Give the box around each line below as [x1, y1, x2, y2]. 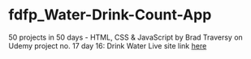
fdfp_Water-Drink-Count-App [8, 6, 212, 24]
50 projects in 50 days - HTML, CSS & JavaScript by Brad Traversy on [8, 32, 244, 42]
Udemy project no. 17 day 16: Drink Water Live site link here [8, 40, 207, 50]
